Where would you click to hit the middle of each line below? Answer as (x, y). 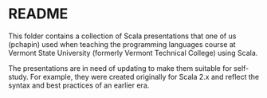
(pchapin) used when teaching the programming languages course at (122, 44)
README (38, 14)
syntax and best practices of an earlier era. (79, 85)
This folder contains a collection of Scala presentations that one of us (122, 36)
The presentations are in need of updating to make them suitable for (120, 68)
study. (19, 76)
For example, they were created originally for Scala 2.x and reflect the (145, 76)
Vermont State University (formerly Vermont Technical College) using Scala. (133, 53)
